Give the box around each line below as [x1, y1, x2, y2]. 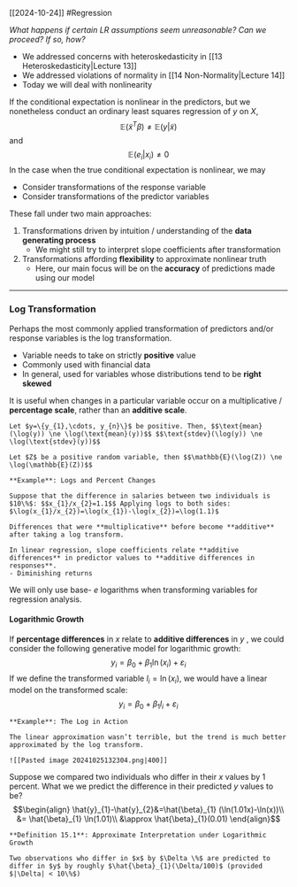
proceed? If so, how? [9, 35, 86, 44]
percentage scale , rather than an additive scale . [9, 405, 187, 415]
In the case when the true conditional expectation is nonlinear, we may [9, 165, 266, 175]
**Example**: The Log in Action [9, 717, 128, 727]
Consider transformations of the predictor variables [21, 191, 209, 202]
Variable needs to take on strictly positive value [21, 350, 196, 360]
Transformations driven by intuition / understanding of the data [21, 226, 252, 236]
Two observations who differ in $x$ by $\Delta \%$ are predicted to [9, 854, 271, 863]
